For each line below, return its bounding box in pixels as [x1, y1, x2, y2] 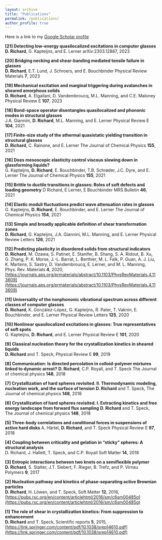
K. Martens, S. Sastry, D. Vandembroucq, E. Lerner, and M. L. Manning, [5, 262, 146, 267]
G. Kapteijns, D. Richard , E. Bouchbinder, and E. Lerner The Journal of [5, 207, 145, 213]
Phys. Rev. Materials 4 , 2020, [5, 267, 64, 273]
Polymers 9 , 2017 [5, 469, 40, 475]
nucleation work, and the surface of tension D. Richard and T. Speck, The [5, 386, 155, 391]
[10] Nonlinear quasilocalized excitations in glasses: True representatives [5, 322, 156, 327]
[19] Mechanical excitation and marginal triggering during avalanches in [5, 83, 153, 89]
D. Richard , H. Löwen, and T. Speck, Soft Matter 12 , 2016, [5, 489, 119, 495]
